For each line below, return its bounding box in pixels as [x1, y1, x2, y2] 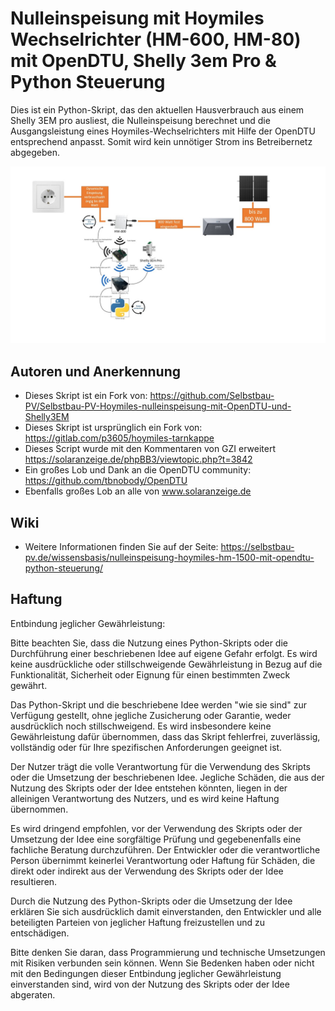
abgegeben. [10, 146, 60, 158]
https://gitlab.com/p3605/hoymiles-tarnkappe [24, 432, 215, 444]
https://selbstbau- [220, 541, 295, 553]
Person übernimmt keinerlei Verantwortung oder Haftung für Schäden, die [10, 854, 316, 866]
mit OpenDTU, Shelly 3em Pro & [10, 50, 277, 72]
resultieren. [10, 875, 58, 887]
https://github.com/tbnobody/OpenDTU [24, 475, 188, 487]
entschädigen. [10, 927, 70, 939]
